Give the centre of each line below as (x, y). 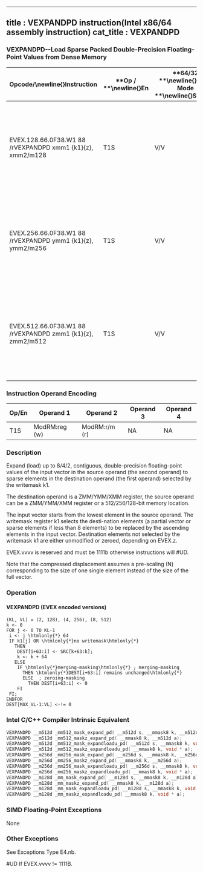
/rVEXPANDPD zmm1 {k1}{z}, (51, 334)
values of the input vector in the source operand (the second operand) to (97, 472)
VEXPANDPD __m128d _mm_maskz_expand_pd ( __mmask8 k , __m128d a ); (90, 783)
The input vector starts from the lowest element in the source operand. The (100, 515)
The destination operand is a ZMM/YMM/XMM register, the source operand (100, 497)
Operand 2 (102, 412)
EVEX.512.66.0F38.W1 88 (48, 326)
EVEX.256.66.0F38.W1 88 (48, 233)
